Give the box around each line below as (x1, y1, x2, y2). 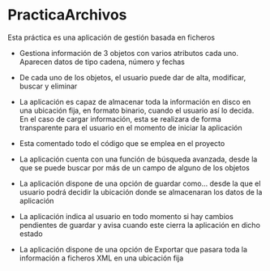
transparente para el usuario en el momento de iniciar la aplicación (19, 123, 242, 132)
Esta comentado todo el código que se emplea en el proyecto (19, 138, 225, 148)
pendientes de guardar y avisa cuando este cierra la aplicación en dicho (19, 220, 261, 230)
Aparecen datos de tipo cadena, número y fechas (19, 57, 186, 67)
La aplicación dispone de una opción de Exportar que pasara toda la (19, 244, 248, 254)
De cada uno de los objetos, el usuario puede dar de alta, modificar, (19, 72, 246, 82)
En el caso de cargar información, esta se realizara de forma (19, 114, 222, 123)
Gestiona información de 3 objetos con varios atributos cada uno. (19, 48, 238, 58)
